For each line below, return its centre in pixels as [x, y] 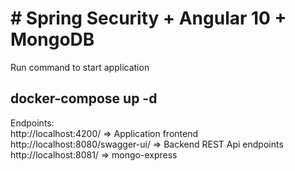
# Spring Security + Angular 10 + [148, 18]
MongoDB [52, 39]
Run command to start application [80, 67]
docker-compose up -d [84, 98]
